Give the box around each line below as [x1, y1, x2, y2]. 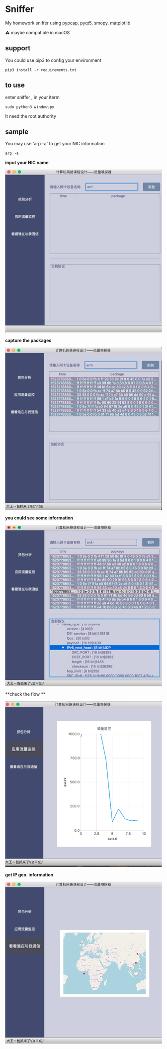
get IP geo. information [5, 872, 54, 878]
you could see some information [5, 515, 74, 521]
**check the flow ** [5, 691, 46, 697]
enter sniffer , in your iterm [5, 94, 60, 100]
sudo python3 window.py [5, 104, 55, 109]
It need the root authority [5, 113, 56, 119]
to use [5, 81, 25, 90]
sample [5, 127, 29, 136]
